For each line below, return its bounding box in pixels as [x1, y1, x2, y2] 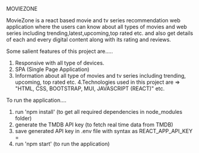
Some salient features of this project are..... [6, 48, 113, 55]
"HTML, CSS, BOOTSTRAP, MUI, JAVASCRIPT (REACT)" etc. [14, 85, 165, 92]
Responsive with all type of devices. [14, 60, 105, 66]
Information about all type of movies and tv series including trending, [14, 72, 186, 79]
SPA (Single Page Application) [14, 66, 90, 73]
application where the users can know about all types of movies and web [6, 23, 188, 30]
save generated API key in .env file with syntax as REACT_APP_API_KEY [14, 128, 193, 134]
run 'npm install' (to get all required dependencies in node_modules [14, 108, 183, 115]
